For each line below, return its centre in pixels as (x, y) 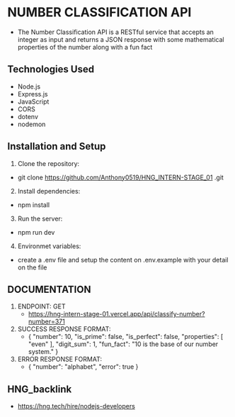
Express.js (33, 94)
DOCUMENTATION (49, 289)
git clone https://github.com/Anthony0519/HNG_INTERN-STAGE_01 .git (121, 177)
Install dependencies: (49, 191)
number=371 (46, 322)
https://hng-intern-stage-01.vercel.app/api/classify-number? (116, 314)
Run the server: (40, 218)
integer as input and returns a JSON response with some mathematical (121, 39)
